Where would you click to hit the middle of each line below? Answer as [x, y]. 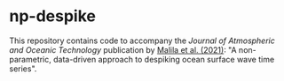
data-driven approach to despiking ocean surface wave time [164, 59]
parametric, [30, 59]
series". [23, 69]
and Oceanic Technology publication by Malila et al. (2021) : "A [123, 49]
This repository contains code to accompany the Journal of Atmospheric [142, 40]
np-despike [52, 16]
